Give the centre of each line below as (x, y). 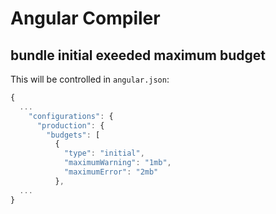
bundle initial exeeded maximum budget (138, 55)
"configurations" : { (71, 116)
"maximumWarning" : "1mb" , (117, 163)
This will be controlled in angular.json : (90, 79)
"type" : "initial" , (104, 153)
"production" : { (70, 125)
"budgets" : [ (73, 135)
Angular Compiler (85, 18)
